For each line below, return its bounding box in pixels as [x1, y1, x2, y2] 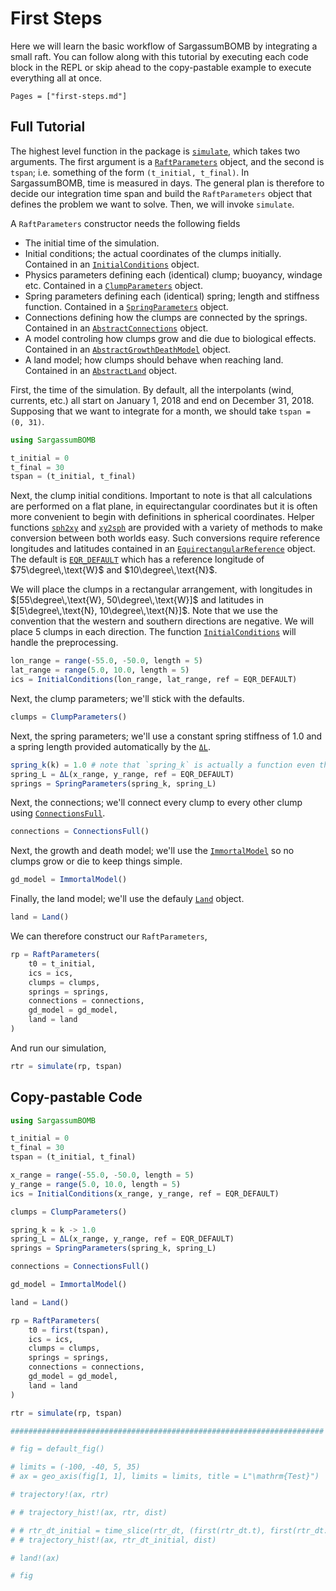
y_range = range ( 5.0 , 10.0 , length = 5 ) [10, 1179, 182, 1189]
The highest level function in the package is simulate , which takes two [10, 145, 301, 157]
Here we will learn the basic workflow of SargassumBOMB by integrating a [10, 40, 318, 52]
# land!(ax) [10, 1553, 60, 1563]
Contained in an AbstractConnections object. [24, 322, 209, 334]
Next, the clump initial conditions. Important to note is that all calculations [10, 490, 313, 502]
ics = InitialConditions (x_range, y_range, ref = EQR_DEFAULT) [10, 1188, 280, 1199]
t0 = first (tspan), [28, 1325, 110, 1335]
